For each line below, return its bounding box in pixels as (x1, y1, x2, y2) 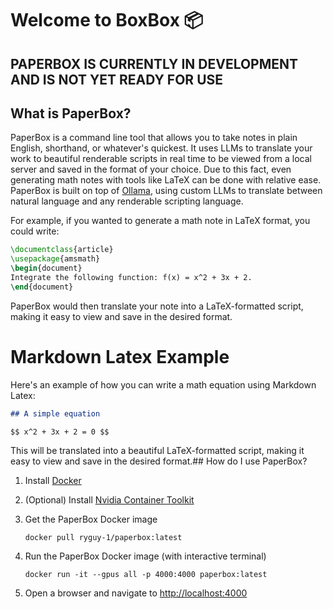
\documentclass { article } (10, 245, 114, 255)
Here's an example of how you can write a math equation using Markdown (10, 378, 317, 391)
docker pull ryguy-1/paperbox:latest (24, 533, 183, 543)
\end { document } (10, 282, 74, 292)
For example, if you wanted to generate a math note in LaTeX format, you (10, 215, 311, 227)
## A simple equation (10, 408, 101, 419)
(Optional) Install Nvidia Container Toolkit (24, 494, 195, 506)
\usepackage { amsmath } (10, 254, 101, 264)
